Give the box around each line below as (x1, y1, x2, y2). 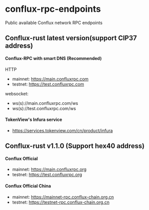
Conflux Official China (5, 183, 51, 189)
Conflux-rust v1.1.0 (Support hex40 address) (5, 142, 145, 150)
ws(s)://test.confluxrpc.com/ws (12, 105, 76, 111)
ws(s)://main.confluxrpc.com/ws (12, 100, 78, 106)
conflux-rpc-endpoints (5, 3, 101, 15)
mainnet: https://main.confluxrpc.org (12, 166, 87, 173)
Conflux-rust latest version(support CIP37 (5, 34, 137, 42)
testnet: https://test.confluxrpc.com (12, 81, 84, 87)
